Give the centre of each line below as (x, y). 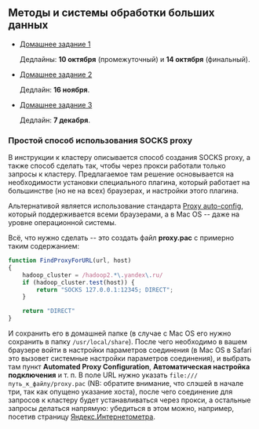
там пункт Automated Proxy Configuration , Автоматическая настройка (129, 367)
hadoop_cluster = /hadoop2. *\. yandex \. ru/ (93, 275)
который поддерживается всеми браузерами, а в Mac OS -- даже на (124, 214)
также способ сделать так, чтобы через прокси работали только (117, 166)
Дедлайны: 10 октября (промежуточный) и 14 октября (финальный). (135, 59)
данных (28, 25)
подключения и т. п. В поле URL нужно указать (88, 375)
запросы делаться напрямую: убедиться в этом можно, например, (121, 409)
